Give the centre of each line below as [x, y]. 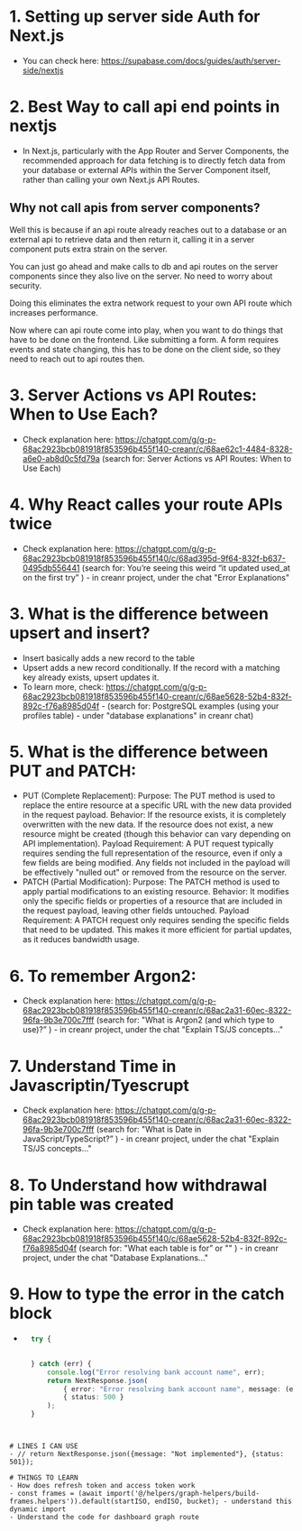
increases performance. [54, 312]
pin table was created [92, 1204]
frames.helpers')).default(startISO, [80, 1502]
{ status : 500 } [93, 1398]
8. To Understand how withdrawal [138, 1185]
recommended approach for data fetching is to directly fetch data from [154, 160]
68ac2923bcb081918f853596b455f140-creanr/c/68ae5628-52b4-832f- [157, 696]
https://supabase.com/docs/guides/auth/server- [191, 60]
